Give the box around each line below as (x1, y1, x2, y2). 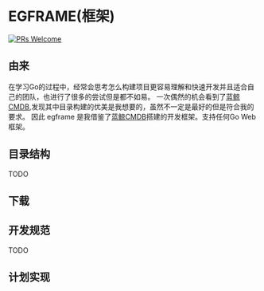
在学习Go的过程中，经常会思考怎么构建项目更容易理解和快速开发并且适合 (8, 81, 248, 92)
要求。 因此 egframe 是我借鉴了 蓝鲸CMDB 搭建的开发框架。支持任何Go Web (8, 112, 257, 121)
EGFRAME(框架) (8, 7, 115, 26)
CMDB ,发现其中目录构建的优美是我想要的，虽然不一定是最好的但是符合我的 (8, 101, 254, 112)
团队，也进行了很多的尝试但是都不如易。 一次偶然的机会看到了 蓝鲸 (21, 92, 240, 101)
